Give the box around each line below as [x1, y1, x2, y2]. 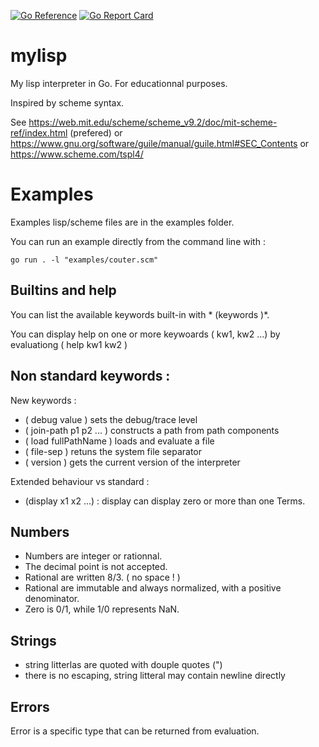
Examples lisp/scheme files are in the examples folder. [10, 216, 235, 228]
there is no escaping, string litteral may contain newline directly [24, 670, 286, 682]
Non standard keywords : [10, 368, 171, 385]
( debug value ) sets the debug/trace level [24, 413, 198, 425]
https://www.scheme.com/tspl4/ [10, 148, 144, 160]
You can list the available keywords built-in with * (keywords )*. [10, 308, 270, 320]
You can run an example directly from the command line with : [10, 235, 266, 247]
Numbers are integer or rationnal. [24, 550, 163, 562]
